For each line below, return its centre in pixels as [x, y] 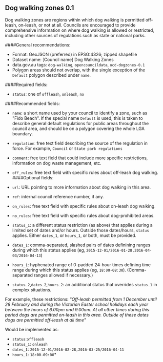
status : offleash [28, 339]
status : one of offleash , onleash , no [48, 94]
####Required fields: [26, 85]
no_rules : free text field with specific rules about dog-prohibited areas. [83, 215]
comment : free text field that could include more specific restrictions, [80, 158]
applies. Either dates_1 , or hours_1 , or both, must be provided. [74, 235]
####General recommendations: [38, 45]
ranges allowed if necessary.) [63, 275]
